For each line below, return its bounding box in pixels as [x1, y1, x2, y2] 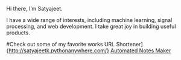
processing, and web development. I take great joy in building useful [6, 23, 176, 30]
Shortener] [116, 41, 143, 48]
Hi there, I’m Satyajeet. [6, 5, 63, 12]
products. [6, 29, 30, 36]
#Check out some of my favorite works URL [6, 41, 115, 48]
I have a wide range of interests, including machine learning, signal [6, 17, 173, 23]
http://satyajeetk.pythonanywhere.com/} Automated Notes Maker [8, 47, 171, 54]
